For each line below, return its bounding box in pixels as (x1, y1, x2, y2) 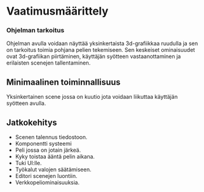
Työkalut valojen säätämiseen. (15, 166, 92, 173)
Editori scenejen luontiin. (15, 172, 78, 180)
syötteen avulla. (6, 99, 46, 107)
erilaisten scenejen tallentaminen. (6, 59, 91, 66)
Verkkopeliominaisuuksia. (15, 179, 80, 187)
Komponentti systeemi (15, 140, 72, 148)
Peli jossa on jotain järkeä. (15, 146, 81, 154)
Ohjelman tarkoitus (6, 26, 65, 35)
